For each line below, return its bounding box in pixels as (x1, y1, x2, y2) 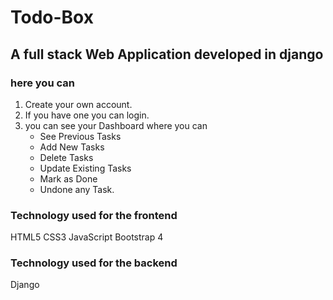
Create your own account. (24, 98, 133, 110)
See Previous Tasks (39, 130, 122, 142)
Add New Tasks (39, 141, 105, 153)
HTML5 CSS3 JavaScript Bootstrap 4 (10, 231, 164, 243)
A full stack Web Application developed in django (10, 46, 324, 63)
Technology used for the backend (10, 256, 178, 270)
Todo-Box (10, 6, 94, 29)
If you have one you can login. (24, 109, 150, 121)
